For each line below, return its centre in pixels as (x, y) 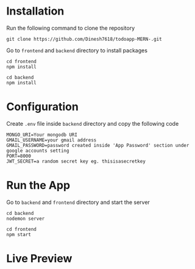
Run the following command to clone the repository (71, 28)
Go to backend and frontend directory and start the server (78, 202)
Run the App (38, 186)
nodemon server (26, 219)
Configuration (43, 107)
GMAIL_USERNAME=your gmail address (51, 140)
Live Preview (39, 259)
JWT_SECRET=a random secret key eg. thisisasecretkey (76, 161)
